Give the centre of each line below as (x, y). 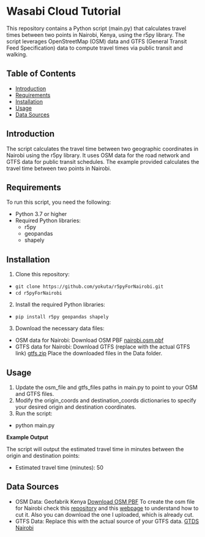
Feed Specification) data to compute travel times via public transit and (95, 48)
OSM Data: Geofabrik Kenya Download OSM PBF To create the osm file (105, 501)
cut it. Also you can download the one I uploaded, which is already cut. (104, 514)
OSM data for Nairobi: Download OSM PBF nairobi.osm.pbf (89, 340)
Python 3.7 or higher (41, 214)
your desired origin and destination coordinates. (76, 407)
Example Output (28, 437)
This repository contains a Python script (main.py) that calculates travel (96, 28)
